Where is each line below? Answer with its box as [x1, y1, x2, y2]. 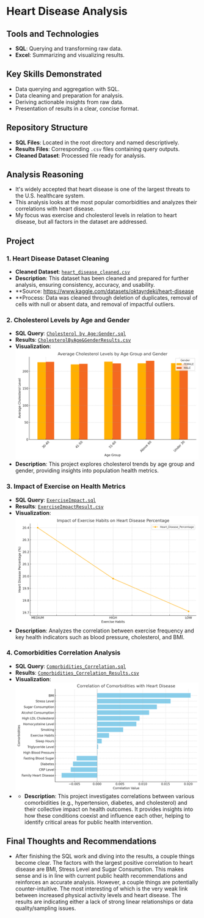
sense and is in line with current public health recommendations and [15, 872, 188, 879]
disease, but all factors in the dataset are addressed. [15, 218, 148, 226]
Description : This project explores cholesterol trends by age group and [15, 461, 195, 468]
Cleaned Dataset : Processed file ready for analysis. [15, 152, 146, 159]
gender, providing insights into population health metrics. [15, 467, 159, 475]
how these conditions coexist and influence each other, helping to [24, 812, 191, 819]
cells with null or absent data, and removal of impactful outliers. [15, 301, 175, 308]
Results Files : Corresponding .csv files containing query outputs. [15, 145, 180, 152]
